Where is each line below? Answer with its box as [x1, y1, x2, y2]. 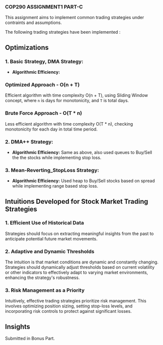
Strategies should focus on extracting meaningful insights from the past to [5, 231, 154, 237]
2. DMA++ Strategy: [5, 138, 54, 145]
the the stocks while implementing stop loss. [12, 154, 102, 160]
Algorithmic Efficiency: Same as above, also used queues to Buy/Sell [12, 149, 152, 155]
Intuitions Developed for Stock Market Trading [5, 197, 148, 206]
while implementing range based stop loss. [12, 183, 98, 189]
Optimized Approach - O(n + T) [5, 81, 80, 88]
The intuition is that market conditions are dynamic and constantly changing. [5, 259, 159, 265]
